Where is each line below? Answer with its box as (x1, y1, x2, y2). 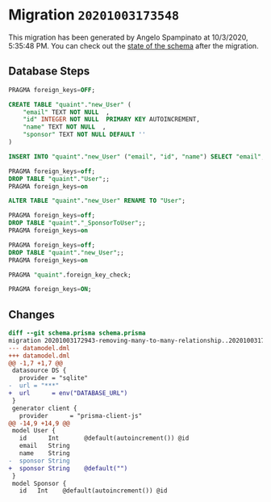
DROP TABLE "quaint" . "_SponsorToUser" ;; (8, 219, 147, 227)
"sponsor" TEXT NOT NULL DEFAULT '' (23, 131, 147, 139)
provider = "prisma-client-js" (19, 411, 143, 420)
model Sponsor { (11, 479, 67, 487)
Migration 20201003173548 (8, 6, 180, 24)
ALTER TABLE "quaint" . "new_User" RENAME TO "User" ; (8, 196, 186, 205)
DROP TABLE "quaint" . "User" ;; (8, 175, 110, 183)
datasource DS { (11, 366, 67, 375)
